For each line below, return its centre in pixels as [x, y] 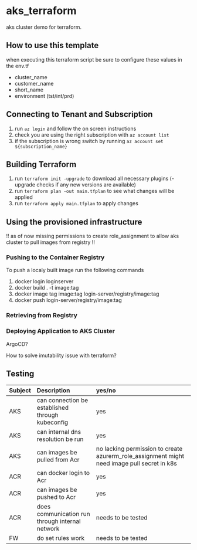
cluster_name [31, 77]
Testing [20, 374]
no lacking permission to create [139, 449]
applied [24, 197]
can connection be [62, 400]
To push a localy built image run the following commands [75, 270]
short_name [29, 90]
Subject [20, 390]
